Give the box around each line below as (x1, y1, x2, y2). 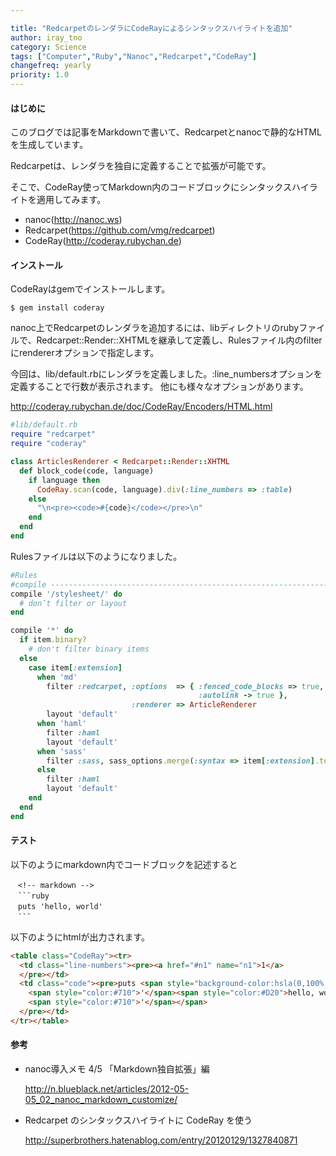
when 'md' (36, 672, 78, 682)
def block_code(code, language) (19, 466, 155, 476)
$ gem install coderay (10, 303, 105, 313)
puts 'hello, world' (17, 901, 103, 911)
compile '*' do (10, 626, 74, 636)
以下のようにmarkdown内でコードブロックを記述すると (10, 858, 238, 870)
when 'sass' (36, 746, 87, 756)
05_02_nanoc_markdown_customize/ (24, 1094, 178, 1106)
